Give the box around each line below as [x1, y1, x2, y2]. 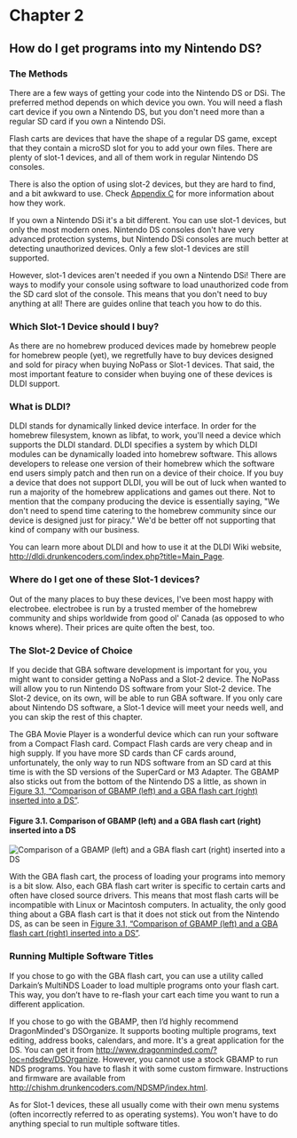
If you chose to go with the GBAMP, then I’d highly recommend [9, 1015, 239, 1027]
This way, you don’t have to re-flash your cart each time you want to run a [9, 989, 279, 1000]
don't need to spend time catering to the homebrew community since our [9, 506, 277, 517]
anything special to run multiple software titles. [9, 1118, 180, 1129]
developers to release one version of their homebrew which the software [9, 459, 275, 469]
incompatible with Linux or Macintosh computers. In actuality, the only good [9, 900, 286, 910]
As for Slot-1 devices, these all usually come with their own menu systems [9, 1099, 279, 1110]
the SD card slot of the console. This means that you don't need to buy [9, 288, 268, 299]
